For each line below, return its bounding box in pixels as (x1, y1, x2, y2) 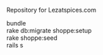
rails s (6, 41, 23, 49)
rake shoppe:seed (6, 34, 58, 42)
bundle (6, 19, 27, 27)
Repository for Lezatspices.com (6, 6, 97, 14)
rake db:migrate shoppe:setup (6, 27, 92, 34)
